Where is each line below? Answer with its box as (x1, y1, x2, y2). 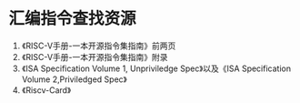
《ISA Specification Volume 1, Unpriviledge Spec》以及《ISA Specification (21, 63, 292, 74)
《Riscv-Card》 (21, 84, 72, 96)
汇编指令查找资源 (8, 8, 137, 29)
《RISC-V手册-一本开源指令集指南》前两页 (21, 40, 176, 51)
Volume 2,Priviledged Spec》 (21, 74, 128, 85)
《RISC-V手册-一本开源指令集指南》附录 (21, 51, 168, 62)
